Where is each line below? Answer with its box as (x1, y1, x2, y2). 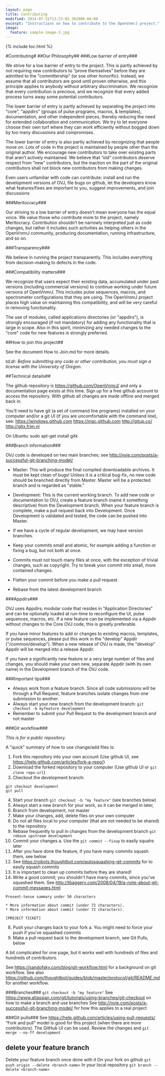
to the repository (12, 823, 47, 829)
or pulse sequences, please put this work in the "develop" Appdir (5, 636, 137, 641)
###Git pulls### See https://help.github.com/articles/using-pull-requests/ (5, 1015, 156, 1021)
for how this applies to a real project (74, 1005, 147, 1011)
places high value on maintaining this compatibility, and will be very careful (5, 300, 158, 305)
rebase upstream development (12, 833, 73, 838)
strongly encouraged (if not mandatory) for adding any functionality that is (5, 320, 156, 325)
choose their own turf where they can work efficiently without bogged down (5, 124, 160, 130)
